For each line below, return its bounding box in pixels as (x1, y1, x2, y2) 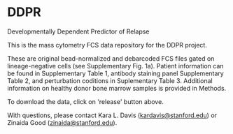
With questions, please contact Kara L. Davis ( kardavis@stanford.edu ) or (7, 111, 218, 119)
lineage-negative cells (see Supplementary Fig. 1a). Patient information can (7, 61, 224, 70)
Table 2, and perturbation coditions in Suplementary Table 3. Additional (7, 76, 213, 84)
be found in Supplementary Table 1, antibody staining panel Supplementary (7, 69, 224, 77)
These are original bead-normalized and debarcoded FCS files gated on (7, 54, 215, 63)
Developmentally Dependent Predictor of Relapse (7, 27, 150, 36)
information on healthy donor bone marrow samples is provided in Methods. (7, 84, 227, 92)
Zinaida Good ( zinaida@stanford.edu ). (7, 118, 118, 126)
